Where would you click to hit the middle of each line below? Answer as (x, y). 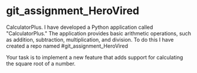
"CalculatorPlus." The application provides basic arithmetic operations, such (99, 33)
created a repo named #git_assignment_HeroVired (67, 46)
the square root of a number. (41, 64)
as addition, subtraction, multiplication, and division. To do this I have (90, 39)
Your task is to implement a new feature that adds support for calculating (95, 57)
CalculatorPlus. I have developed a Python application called (80, 27)
